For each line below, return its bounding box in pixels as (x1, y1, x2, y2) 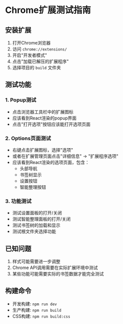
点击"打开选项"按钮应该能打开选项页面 (12, 121, 91, 127)
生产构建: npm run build (12, 307, 61, 313)
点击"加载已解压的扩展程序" (12, 58, 69, 64)
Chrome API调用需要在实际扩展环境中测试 (12, 265, 98, 270)
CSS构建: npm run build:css (12, 313, 70, 319)
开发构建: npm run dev (12, 301, 57, 307)
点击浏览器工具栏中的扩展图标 (12, 108, 73, 114)
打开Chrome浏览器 (12, 40, 51, 46)
